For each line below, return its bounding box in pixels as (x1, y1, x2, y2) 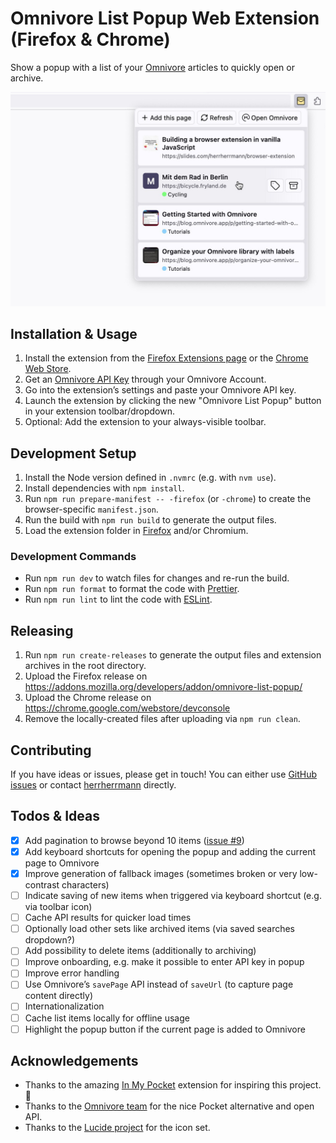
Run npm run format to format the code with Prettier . (24, 583, 240, 595)
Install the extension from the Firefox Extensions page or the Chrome (24, 352, 309, 364)
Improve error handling (24, 967, 120, 979)
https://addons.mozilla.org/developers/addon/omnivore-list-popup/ (24, 681, 303, 693)
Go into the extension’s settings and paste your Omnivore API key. (24, 384, 297, 396)
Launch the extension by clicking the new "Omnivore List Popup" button (24, 395, 322, 407)
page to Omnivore (24, 857, 100, 869)
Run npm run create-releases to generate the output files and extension (24, 649, 322, 661)
